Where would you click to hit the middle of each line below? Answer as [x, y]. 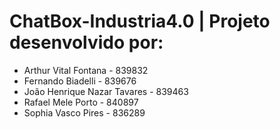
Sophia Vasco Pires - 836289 [84, 112]
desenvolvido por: [86, 42]
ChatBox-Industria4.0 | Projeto [140, 21]
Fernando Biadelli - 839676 [80, 81]
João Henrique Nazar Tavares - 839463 [106, 91]
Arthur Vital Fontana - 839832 [86, 70]
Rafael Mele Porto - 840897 [81, 102]
